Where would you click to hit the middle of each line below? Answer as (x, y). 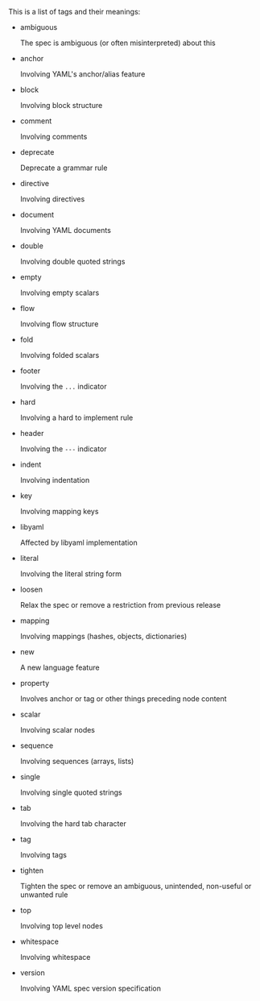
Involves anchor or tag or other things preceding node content (123, 699)
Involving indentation (55, 480)
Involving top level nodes (61, 926)
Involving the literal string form (71, 574)
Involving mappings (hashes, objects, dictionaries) (103, 636)
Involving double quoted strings (72, 262)
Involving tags (43, 855)
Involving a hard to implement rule (76, 417)
